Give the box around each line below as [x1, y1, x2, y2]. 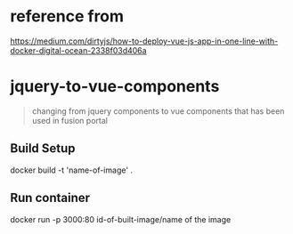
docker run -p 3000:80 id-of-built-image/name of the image [10, 214, 232, 224]
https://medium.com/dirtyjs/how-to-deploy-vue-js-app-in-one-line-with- [10, 36, 279, 46]
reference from [10, 6, 124, 27]
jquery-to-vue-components [10, 77, 220, 97]
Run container [10, 190, 91, 206]
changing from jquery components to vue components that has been [31, 105, 285, 117]
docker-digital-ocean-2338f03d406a [10, 44, 147, 55]
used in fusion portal [31, 115, 108, 125]
